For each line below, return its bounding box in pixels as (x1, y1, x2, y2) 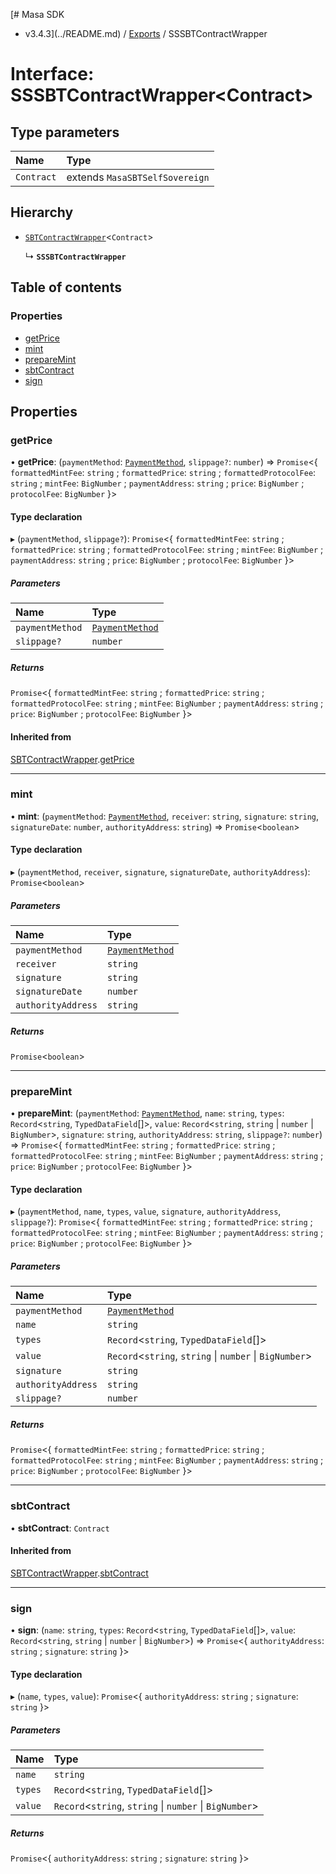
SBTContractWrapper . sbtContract (10, 1567, 149, 1579)
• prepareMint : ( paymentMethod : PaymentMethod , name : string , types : (10, 1107, 285, 1119)
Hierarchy (10, 204, 74, 221)
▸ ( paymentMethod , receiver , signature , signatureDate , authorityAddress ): (10, 866, 311, 878)
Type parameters (10, 124, 120, 141)
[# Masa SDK (10, 9, 65, 20)
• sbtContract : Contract (10, 1522, 110, 1534)
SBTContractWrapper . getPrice (10, 753, 135, 765)
